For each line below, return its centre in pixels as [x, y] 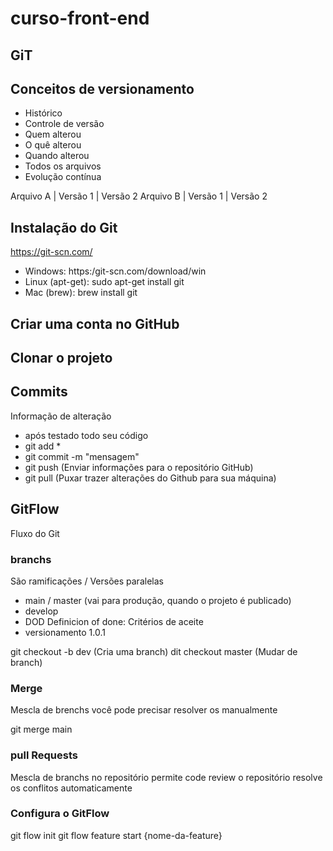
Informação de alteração [61, 416]
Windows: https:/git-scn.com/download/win [115, 271]
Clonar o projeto [61, 357]
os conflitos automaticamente [71, 788]
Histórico [43, 113]
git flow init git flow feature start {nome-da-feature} [116, 835]
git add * [43, 446]
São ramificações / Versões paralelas [87, 581]
